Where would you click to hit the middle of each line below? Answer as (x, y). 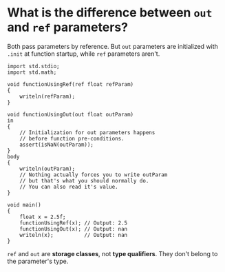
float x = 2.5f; (43, 217)
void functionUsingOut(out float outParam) (71, 114)
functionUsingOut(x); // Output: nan (74, 229)
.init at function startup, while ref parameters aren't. (84, 54)
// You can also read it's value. (69, 187)
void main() (24, 205)
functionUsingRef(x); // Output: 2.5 (74, 223)
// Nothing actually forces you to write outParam (94, 175)
